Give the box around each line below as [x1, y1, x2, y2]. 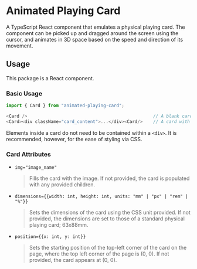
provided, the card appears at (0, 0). [29, 256, 117, 263]
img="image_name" [14, 164, 57, 171]
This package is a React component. [6, 74, 94, 81]
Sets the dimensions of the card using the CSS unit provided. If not [29, 209, 191, 216]
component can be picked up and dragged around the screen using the [6, 29, 179, 36]
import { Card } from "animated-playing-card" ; [6, 103, 125, 109]
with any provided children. [29, 181, 96, 188]
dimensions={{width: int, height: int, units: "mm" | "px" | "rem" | [14, 193, 189, 199]
